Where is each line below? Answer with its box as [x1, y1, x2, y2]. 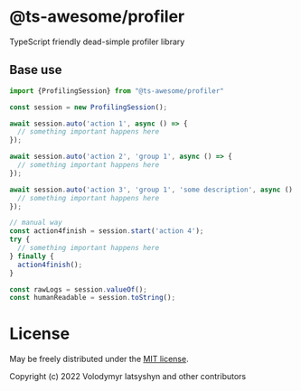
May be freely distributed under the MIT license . [9, 354, 189, 365]
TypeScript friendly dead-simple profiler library [9, 36, 185, 47]
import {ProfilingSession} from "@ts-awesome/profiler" [9, 86, 224, 96]
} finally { [9, 251, 54, 261]
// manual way [9, 219, 63, 228]
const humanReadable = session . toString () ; [9, 293, 176, 303]
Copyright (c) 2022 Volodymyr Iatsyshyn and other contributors [9, 371, 247, 382]
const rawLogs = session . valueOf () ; [9, 284, 147, 294]
